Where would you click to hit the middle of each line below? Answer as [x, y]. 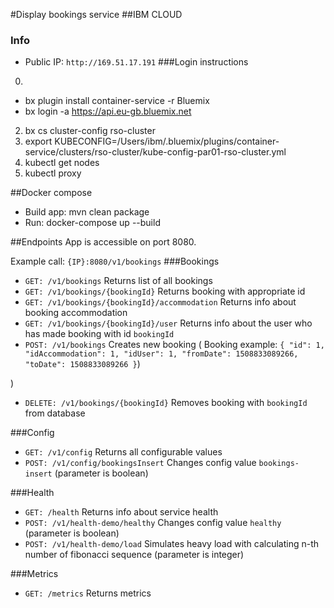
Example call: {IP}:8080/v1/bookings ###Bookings [115, 261]
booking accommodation [76, 313]
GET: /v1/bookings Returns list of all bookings [118, 281]
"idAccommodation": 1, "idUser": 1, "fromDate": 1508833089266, [161, 354]
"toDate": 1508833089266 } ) [82, 364]
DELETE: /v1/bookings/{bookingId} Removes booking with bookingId [166, 403]
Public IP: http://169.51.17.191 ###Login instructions [136, 62]
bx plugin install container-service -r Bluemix [117, 101]
